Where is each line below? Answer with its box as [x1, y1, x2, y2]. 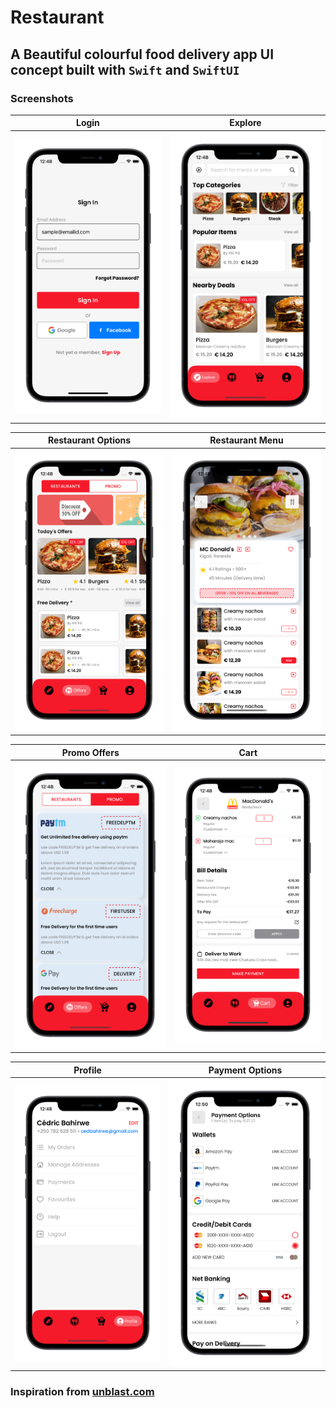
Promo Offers [61, 746, 120, 758]
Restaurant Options [47, 434, 132, 446]
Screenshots [10, 91, 74, 105]
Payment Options [208, 1064, 283, 1076]
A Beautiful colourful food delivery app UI [10, 46, 275, 63]
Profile [73, 1064, 102, 1076]
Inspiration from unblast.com [10, 1385, 155, 1399]
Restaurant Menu [209, 434, 284, 446]
